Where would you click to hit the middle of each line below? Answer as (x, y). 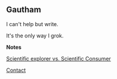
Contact (16, 70)
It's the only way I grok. (35, 36)
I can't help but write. (32, 24)
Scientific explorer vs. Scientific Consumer (59, 58)
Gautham (24, 10)
